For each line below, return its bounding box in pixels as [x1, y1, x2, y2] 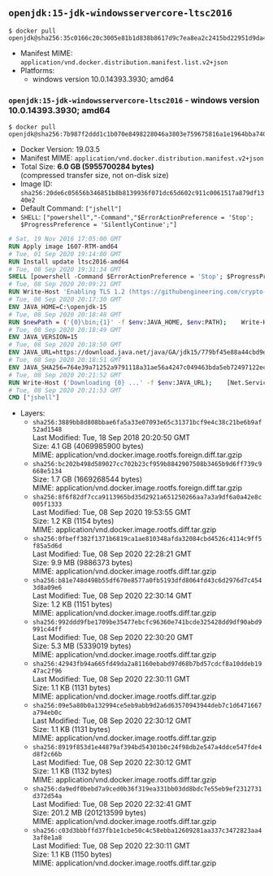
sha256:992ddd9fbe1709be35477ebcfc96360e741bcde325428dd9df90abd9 [32, 618, 262, 626]
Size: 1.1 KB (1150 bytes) [32, 850, 112, 860]
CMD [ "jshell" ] [8, 394, 60, 402]
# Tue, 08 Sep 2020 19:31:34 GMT [8, 265, 122, 273]
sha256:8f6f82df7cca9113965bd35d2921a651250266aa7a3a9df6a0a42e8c [32, 493, 262, 502]
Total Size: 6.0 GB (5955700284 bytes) [19, 162, 154, 172]
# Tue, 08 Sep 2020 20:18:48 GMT [8, 310, 122, 319]
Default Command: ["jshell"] [19, 203, 122, 213]
